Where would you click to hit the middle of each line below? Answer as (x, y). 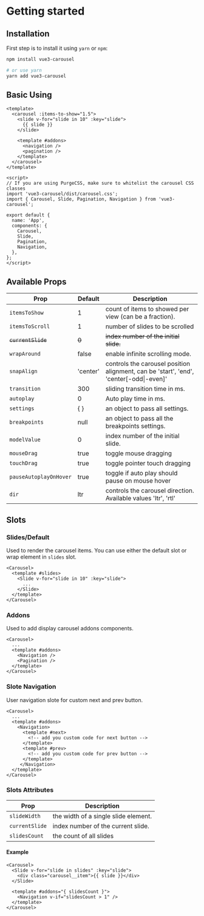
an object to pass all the (139, 419)
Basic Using (29, 95)
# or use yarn (24, 70)
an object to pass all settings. (147, 408)
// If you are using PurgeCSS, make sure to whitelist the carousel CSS (100, 184)
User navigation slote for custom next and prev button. (75, 700)
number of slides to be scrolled (150, 326)
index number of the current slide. (101, 826)
